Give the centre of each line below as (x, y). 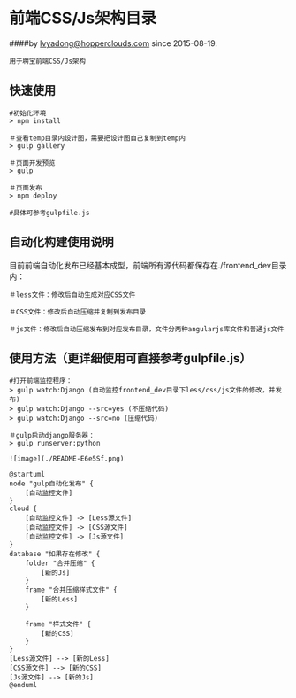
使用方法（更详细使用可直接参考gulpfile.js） (130, 358)
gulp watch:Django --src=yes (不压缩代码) (93, 409)
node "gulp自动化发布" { (52, 484)
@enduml (23, 686)
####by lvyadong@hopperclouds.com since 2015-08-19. (114, 43)
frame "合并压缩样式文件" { (71, 590)
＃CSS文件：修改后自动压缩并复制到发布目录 (78, 312)
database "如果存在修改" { (55, 555)
